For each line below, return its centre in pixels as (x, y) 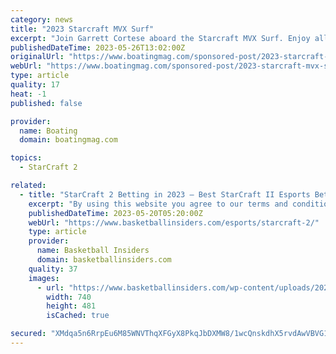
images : (44, 278)
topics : (26, 158)
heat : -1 (28, 94)
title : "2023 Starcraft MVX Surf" (82, 29)
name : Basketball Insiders (93, 251)
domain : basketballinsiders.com (104, 260)
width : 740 (69, 297)
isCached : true (78, 316)
